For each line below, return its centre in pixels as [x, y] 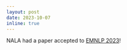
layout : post [23, 12]
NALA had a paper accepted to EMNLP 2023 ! [64, 41]
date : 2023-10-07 [29, 18]
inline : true [23, 23]
